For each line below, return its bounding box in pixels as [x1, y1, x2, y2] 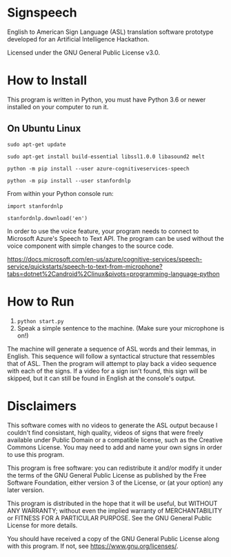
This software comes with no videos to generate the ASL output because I [7, 421, 218, 429]
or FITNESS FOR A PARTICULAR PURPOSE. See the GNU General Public [7, 514, 212, 522]
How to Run [7, 293, 74, 309]
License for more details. [7, 521, 78, 529]
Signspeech [7, 5, 77, 21]
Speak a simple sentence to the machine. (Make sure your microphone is [17, 324, 225, 332]
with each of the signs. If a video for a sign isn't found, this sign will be [7, 367, 208, 375]
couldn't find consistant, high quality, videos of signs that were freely [7, 428, 203, 436]
